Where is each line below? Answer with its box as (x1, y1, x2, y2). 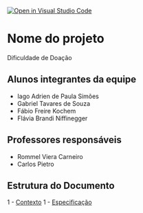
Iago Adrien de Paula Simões (16, 92, 100, 100)
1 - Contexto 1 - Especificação (7, 198, 92, 207)
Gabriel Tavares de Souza (16, 99, 91, 107)
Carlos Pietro (16, 160, 54, 168)
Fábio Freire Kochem (16, 106, 76, 115)
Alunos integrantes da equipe (7, 73, 137, 86)
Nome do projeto (7, 31, 104, 46)
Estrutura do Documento (7, 180, 115, 192)
